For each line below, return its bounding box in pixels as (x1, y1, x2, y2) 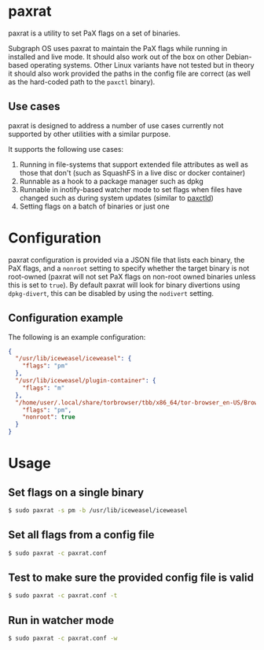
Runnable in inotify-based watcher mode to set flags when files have (19, 184, 242, 194)
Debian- (225, 52, 252, 61)
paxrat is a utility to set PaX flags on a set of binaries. (8, 28, 181, 38)
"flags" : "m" (22, 384, 65, 392)
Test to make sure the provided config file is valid (8, 571, 254, 584)
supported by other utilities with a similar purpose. (8, 129, 171, 138)
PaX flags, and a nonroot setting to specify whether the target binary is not (8, 263, 250, 273)
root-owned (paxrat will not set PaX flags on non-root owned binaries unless (8, 271, 256, 281)
